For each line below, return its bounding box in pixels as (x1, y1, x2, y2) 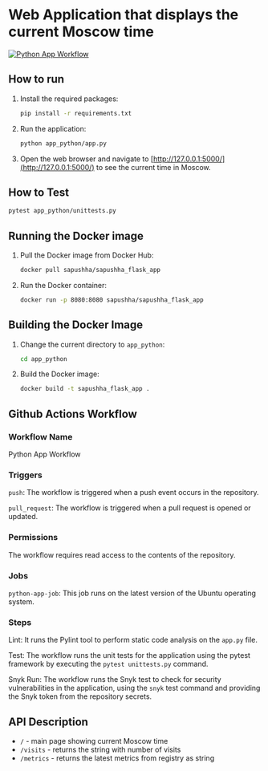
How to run (8, 72, 65, 86)
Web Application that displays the (8, 6, 239, 24)
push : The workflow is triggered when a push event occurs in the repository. (8, 488, 259, 497)
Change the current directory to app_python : (19, 339, 165, 349)
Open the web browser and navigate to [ (19, 154, 154, 164)
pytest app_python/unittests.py (8, 207, 116, 215)
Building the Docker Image (8, 319, 144, 332)
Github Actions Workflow (8, 407, 138, 420)
